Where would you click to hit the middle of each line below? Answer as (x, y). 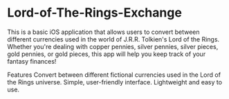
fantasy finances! (32, 61)
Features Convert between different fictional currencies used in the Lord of (114, 75)
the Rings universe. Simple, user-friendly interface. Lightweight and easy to (115, 82)
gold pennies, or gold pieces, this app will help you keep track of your (107, 54)
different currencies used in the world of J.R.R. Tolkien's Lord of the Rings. (113, 39)
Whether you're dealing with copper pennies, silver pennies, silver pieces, (113, 46)
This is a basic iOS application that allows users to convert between (103, 32)
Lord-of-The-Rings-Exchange (94, 13)
